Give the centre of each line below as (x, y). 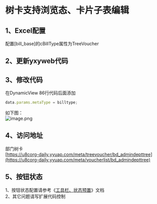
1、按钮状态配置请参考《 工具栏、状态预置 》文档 (55, 190)
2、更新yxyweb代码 (37, 61)
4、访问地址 (24, 136)
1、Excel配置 (25, 31)
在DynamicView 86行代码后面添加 (40, 93)
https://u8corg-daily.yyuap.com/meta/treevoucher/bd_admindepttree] (80, 154)
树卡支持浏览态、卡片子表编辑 (67, 10)
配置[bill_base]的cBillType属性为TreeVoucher (52, 44)
